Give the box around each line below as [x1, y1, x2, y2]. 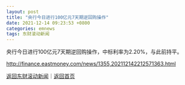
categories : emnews [6, 25, 55, 32]
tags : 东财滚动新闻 [6, 31, 50, 37]
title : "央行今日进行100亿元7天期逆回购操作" [6, 14, 109, 20]
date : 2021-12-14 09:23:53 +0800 [6, 20, 90, 26]
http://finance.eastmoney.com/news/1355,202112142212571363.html [6, 60, 176, 68]
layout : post [6, 8, 39, 15]
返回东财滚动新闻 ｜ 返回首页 [6, 72, 75, 80]
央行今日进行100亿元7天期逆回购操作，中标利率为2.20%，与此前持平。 [6, 48, 183, 56]
